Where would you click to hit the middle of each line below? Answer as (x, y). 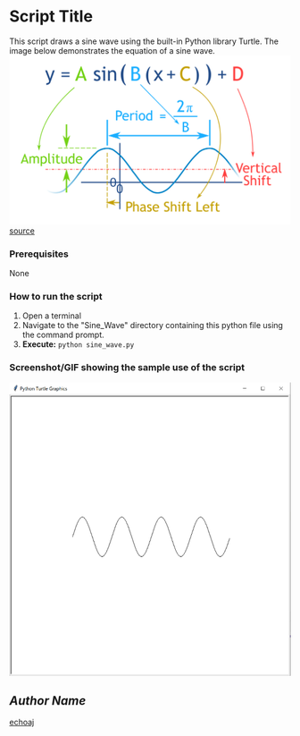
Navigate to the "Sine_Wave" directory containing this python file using (153, 326)
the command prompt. (63, 335)
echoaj (22, 723)
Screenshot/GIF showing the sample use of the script (127, 368)
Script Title (51, 17)
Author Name (48, 701)
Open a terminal (52, 316)
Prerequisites (39, 254)
